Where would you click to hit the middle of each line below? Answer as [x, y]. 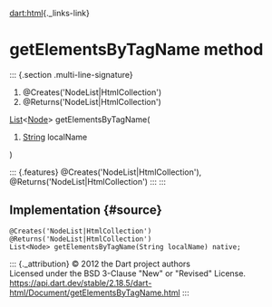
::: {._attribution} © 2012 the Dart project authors [100, 264]
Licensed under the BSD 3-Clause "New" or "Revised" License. [128, 273]
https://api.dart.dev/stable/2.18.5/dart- [81, 283]
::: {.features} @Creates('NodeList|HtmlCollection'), [106, 172]
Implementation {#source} [86, 211]
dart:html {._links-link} [50, 13]
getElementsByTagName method [136, 50]
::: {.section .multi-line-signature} [71, 74]
